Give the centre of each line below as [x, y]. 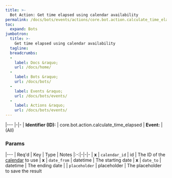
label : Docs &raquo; [36, 63]
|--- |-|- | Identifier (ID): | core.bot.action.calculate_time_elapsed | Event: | [84, 125]
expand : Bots [24, 29]
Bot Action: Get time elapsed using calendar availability [74, 15]
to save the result [24, 171]
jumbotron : [17, 34]
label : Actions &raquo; [40, 106]
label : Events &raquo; [39, 91]
